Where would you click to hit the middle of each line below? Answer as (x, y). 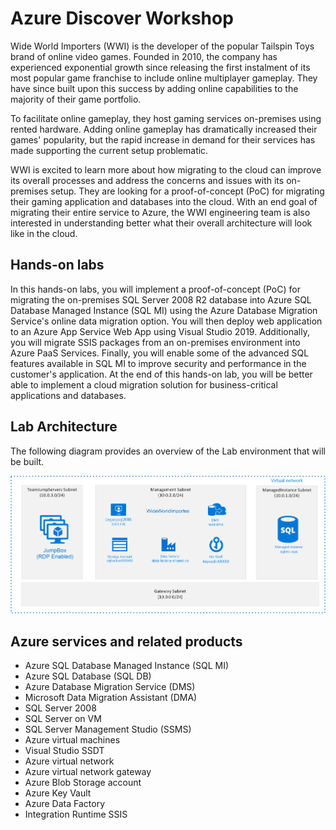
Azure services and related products (126, 641)
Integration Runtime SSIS (76, 814)
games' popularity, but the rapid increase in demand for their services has (163, 139)
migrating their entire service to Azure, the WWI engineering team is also (160, 212)
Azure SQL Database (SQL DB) (88, 676)
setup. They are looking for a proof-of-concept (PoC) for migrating (187, 191)
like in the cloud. (44, 233)
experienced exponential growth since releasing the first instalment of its (160, 67)
